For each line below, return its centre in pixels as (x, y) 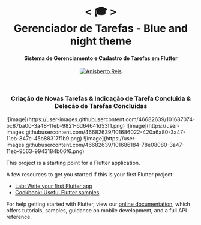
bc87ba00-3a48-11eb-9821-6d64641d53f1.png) (65, 125)
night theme (101, 41)
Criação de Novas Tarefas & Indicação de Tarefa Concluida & (101, 98)
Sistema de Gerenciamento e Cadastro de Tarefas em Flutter (101, 58)
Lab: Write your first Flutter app (54, 186)
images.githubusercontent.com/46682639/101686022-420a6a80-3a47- (96, 132)
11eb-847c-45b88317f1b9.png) (44, 138)
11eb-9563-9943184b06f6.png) (45, 151)
